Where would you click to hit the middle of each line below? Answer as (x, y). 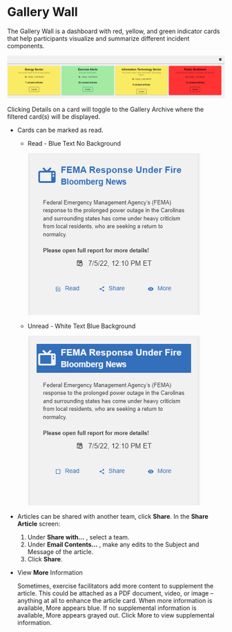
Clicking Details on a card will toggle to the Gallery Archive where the (106, 109)
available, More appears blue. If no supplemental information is (107, 608)
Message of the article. (60, 552)
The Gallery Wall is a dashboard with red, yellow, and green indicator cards (114, 31)
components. (26, 46)
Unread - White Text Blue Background (81, 326)
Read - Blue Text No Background (74, 144)
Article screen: (39, 524)
